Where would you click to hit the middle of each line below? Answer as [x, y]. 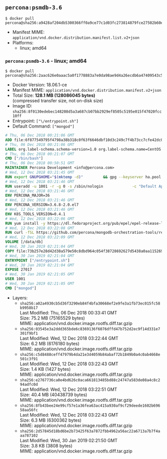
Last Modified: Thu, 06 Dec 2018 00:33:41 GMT [68, 312]
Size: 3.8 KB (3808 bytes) [46, 446]
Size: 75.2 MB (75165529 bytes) [52, 318]
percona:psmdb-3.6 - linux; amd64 [46, 61]
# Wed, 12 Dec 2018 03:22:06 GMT [40, 219]
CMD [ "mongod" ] [21, 288]
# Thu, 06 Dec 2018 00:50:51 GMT [40, 163]
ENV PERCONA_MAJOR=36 [28, 196]
